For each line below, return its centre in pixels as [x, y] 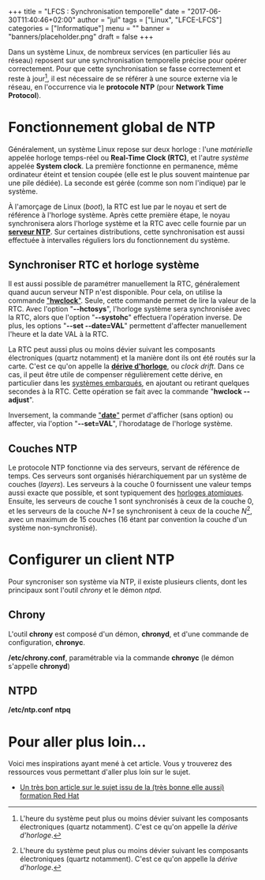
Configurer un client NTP [91, 560]
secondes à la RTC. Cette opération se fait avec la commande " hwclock [125, 391]
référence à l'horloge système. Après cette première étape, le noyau [119, 215]
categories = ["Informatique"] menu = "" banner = [90, 28]
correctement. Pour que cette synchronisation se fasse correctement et [125, 69]
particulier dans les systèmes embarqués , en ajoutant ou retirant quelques [129, 383]
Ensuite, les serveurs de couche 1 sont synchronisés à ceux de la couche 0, [131, 501]
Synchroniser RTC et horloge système [104, 264]
